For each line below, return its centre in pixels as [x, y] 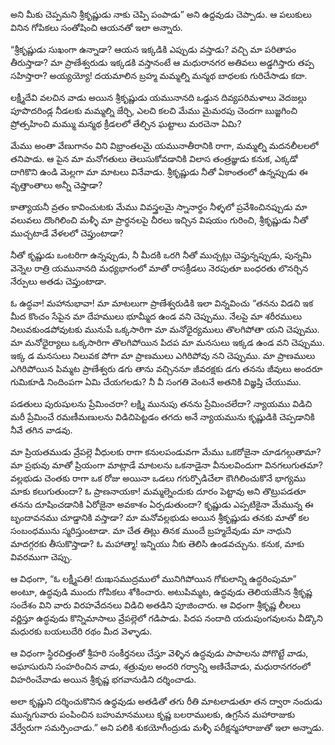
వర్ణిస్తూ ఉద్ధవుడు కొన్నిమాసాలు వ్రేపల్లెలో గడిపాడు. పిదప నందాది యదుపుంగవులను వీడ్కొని [166, 618]
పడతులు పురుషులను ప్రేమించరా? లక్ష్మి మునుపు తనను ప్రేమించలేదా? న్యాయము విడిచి [161, 403]
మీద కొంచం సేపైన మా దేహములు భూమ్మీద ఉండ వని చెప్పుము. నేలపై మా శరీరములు [156, 316]
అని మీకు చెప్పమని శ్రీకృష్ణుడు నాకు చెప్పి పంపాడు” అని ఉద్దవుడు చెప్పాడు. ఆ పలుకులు [161, 14]
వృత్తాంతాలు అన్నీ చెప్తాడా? [56, 185]
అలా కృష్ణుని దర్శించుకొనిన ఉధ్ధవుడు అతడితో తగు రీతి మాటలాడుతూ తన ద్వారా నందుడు [166, 701]
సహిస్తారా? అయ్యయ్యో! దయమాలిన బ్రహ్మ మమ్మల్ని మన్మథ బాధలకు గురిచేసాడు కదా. [159, 75]
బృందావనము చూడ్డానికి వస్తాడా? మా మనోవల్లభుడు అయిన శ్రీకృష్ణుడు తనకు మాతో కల [160, 517]
